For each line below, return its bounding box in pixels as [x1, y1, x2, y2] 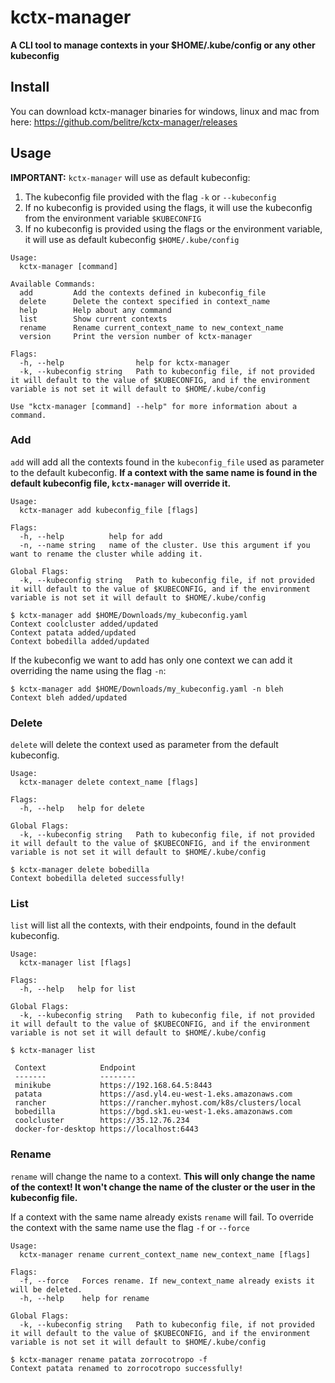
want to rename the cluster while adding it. [10, 549, 203, 559]
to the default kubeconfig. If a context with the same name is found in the [10, 466, 318, 478]
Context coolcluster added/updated [10, 619, 159, 629]
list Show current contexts [19, 314, 168, 324]
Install [10, 79, 50, 96]
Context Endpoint [14, 1063, 137, 1073]
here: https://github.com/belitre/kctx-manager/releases [10, 116, 238, 128]
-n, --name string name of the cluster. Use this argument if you [19, 540, 311, 550]
